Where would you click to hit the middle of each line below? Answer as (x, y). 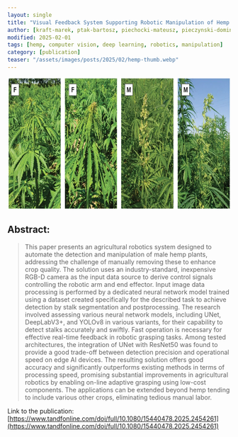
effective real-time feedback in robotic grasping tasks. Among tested (125, 337)
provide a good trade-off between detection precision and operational (127, 352)
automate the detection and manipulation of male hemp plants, (116, 254)
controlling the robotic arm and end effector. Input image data (115, 284)
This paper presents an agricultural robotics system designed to (118, 246)
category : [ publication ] (44, 52)
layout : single (30, 15)
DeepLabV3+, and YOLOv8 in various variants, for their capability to (124, 322)
